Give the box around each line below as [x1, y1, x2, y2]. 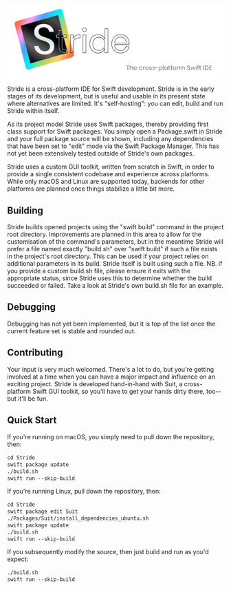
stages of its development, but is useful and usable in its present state [7, 92, 206, 101]
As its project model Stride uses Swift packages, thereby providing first [7, 120, 209, 129]
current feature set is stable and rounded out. [7, 326, 136, 335]
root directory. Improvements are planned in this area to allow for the [7, 230, 201, 239]
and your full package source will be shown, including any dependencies [7, 135, 214, 143]
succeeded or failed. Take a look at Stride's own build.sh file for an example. [7, 282, 223, 290]
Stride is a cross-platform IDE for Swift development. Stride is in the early [7, 85, 214, 93]
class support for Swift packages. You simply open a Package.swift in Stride [7, 127, 223, 136]
